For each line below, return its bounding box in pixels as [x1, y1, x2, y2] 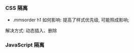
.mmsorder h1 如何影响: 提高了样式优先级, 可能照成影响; [12, 17, 129, 23]
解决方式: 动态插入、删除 [5, 28, 57, 34]
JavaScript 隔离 [5, 41, 45, 48]
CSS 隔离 [5, 4, 28, 11]
